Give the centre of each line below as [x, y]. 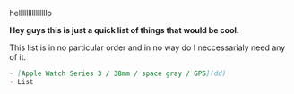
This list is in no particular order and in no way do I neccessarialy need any [147, 47]
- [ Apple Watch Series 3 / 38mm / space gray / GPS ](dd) [118, 73]
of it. [18, 57]
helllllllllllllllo [30, 13]
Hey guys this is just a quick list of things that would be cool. [124, 30]
